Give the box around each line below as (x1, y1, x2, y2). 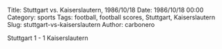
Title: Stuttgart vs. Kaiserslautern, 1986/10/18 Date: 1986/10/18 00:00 (7, 6, 204, 14)
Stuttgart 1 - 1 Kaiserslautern (7, 34, 88, 42)
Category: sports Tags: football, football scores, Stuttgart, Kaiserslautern (7, 13, 216, 21)
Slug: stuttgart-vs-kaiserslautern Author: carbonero (7, 21, 155, 28)
